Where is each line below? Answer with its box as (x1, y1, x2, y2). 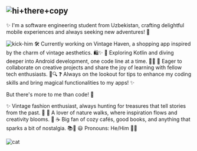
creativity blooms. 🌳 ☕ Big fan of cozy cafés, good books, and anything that (6, 115, 191, 123)
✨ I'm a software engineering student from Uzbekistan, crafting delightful (6, 21, 185, 28)
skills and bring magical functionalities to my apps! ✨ (6, 79, 134, 86)
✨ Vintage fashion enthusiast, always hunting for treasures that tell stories (6, 102, 186, 110)
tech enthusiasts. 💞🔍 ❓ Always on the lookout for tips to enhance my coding (6, 70, 192, 78)
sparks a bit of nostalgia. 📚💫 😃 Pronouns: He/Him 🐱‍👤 (6, 124, 137, 131)
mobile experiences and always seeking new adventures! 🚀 (6, 28, 150, 36)
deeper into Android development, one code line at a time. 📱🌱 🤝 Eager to (6, 57, 182, 65)
